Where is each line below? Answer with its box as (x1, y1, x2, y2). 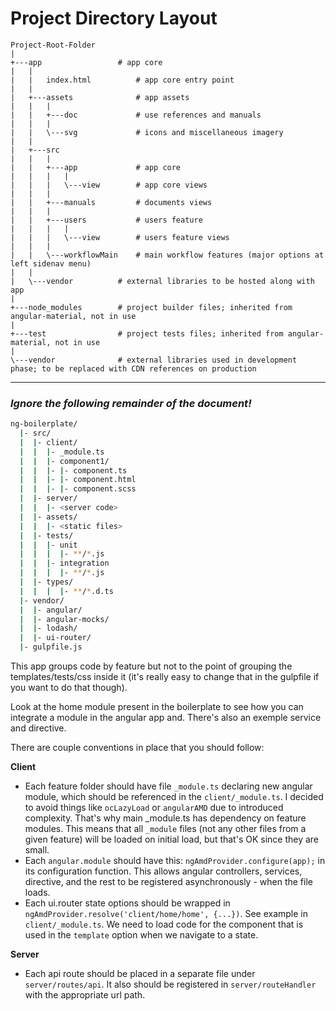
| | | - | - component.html (19, 475, 137, 485)
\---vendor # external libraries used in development (10, 355, 298, 365)
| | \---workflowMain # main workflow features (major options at (10, 250, 325, 260)
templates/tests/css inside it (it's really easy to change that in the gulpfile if (10, 671, 320, 683)
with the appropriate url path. (24, 989, 146, 1001)
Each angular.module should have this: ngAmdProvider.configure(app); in (24, 855, 326, 867)
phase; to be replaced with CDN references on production (10, 363, 257, 374)
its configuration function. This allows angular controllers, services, (24, 865, 303, 877)
